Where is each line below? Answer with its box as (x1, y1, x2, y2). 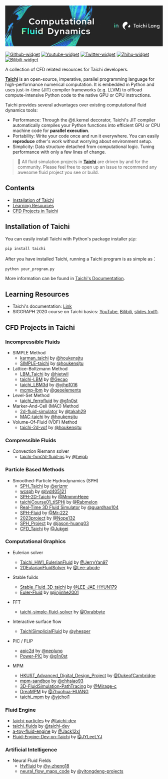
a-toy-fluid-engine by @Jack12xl (12, 728, 80, 734)
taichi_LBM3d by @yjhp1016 (19, 381, 78, 387)
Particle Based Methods (5, 466, 65, 473)
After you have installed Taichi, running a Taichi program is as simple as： (5, 255, 157, 262)
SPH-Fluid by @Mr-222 (19, 509, 68, 515)
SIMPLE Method (12, 349, 46, 355)
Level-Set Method (12, 392, 50, 398)
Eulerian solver (12, 549, 43, 555)
